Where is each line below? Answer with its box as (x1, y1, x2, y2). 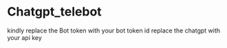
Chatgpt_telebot (7, 4, 102, 20)
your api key (7, 33, 43, 41)
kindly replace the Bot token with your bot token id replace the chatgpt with (7, 26, 221, 34)
